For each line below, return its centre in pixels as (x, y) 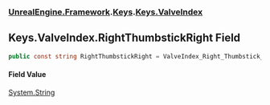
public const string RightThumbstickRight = (84, 56)
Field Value (27, 75)
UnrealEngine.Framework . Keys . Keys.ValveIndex (106, 12)
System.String (32, 92)
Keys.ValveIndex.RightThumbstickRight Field (125, 38)
